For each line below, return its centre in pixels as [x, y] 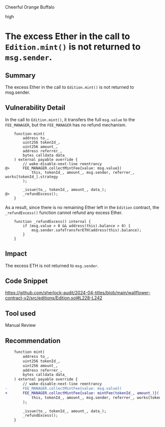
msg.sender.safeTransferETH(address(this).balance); [86, 230]
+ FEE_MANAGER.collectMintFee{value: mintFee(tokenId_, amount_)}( [82, 393]
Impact [16, 254]
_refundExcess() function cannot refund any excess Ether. [64, 213]
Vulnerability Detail [35, 108]
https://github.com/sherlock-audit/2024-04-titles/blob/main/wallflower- [78, 293]
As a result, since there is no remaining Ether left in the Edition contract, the [82, 207]
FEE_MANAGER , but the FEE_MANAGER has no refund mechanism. [66, 125]
